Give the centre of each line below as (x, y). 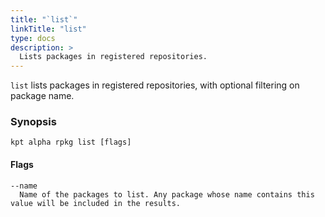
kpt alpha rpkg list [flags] (71, 142)
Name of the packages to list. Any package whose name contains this (167, 194)
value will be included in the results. (96, 203)
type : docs (33, 38)
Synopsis (33, 122)
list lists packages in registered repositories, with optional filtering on (155, 85)
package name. (42, 96)
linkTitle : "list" (48, 29)
